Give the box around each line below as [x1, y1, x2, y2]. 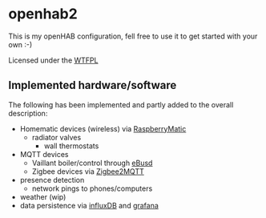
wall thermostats [43, 141, 99, 151]
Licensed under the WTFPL [8, 55, 99, 65]
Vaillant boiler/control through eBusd [31, 158, 153, 168]
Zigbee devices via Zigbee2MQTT [31, 166, 144, 176]
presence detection [19, 175, 85, 184]
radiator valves [31, 132, 82, 142]
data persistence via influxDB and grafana [19, 200, 159, 210]
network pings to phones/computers [31, 184, 153, 193]
